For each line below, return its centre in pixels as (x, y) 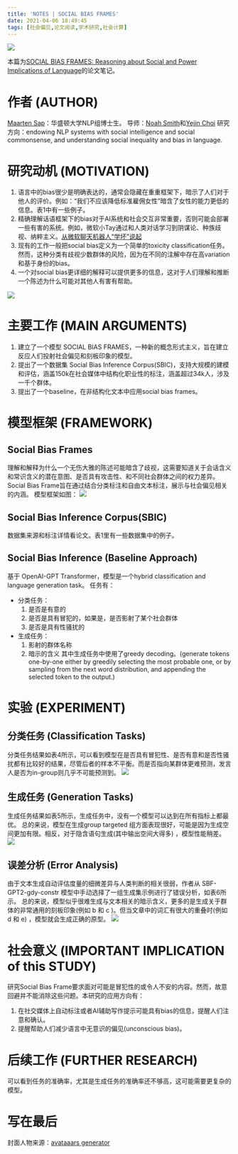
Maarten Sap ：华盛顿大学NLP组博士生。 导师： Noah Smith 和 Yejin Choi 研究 (118, 123)
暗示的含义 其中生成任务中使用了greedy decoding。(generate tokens (129, 653)
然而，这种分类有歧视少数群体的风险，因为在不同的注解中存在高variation (124, 254)
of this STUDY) (52, 966)
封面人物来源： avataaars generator (59, 1143)
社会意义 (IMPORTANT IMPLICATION (116, 951)
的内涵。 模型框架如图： (43, 494)
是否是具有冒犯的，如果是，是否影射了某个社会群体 (103, 618)
